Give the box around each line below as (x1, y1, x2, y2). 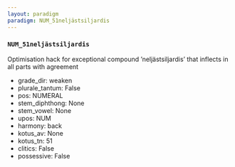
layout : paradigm (7, 10, 59, 18)
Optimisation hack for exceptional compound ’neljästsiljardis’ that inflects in (7, 55, 229, 63)
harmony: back (17, 122, 63, 130)
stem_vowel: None (17, 106, 72, 114)
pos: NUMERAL (17, 91, 63, 99)
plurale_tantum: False (17, 83, 80, 92)
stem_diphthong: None (17, 99, 85, 107)
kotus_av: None (17, 129, 64, 137)
